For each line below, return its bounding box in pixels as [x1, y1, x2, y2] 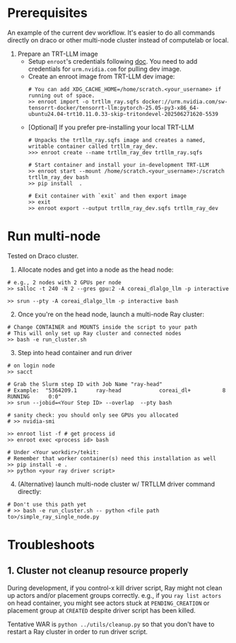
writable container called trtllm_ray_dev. [28, 143, 159, 150]
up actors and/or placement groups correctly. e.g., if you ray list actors [7, 591, 222, 599]
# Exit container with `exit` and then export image [28, 192, 187, 199]
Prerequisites [7, 5, 88, 21]
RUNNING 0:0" [7, 393, 61, 400]
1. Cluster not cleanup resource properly [7, 564, 189, 577]
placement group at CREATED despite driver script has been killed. [7, 606, 196, 615]
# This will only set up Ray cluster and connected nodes [7, 330, 182, 337]
